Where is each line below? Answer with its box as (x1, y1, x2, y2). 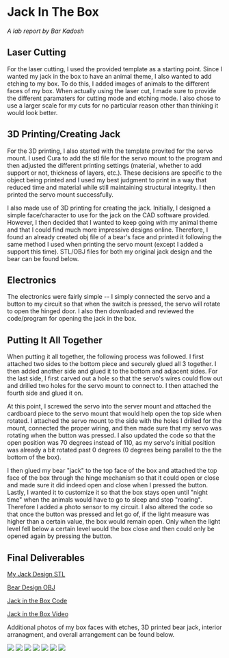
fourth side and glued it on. (7, 389, 83, 398)
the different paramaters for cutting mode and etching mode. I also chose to (7, 94, 221, 102)
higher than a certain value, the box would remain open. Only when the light (7, 517, 221, 526)
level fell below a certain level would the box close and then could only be (7, 525, 215, 533)
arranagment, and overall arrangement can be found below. (7, 631, 175, 638)
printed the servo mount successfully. (7, 190, 114, 199)
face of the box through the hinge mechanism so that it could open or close (7, 474, 220, 482)
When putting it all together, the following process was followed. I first (7, 352, 204, 361)
